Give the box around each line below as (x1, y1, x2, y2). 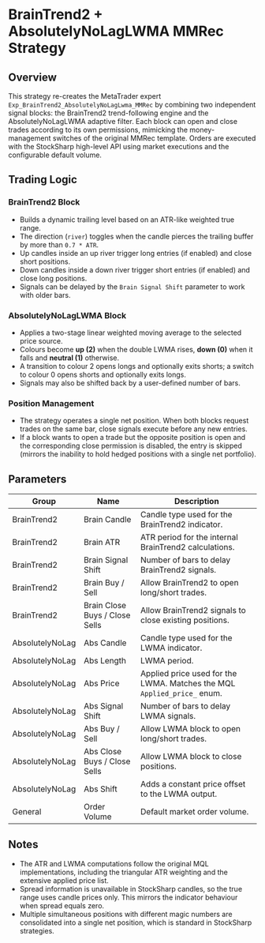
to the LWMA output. (140, 788, 218, 799)
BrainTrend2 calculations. (140, 542, 235, 553)
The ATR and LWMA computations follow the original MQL (19, 858, 209, 868)
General (12, 806, 42, 817)
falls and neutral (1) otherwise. (19, 353, 120, 363)
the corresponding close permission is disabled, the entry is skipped (19, 441, 243, 451)
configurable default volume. (8, 150, 103, 160)
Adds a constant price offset (140, 779, 246, 790)
